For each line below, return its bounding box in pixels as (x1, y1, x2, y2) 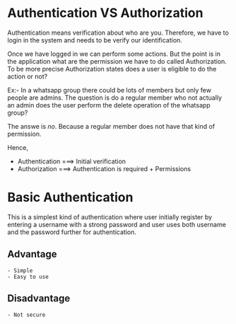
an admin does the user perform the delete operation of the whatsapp (7, 100, 211, 109)
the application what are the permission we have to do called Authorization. (7, 57, 228, 65)
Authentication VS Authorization (7, 5, 203, 21)
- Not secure (7, 311, 46, 318)
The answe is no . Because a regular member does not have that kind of (7, 122, 216, 130)
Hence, (7, 143, 29, 151)
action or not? (7, 72, 48, 81)
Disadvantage (7, 292, 71, 305)
